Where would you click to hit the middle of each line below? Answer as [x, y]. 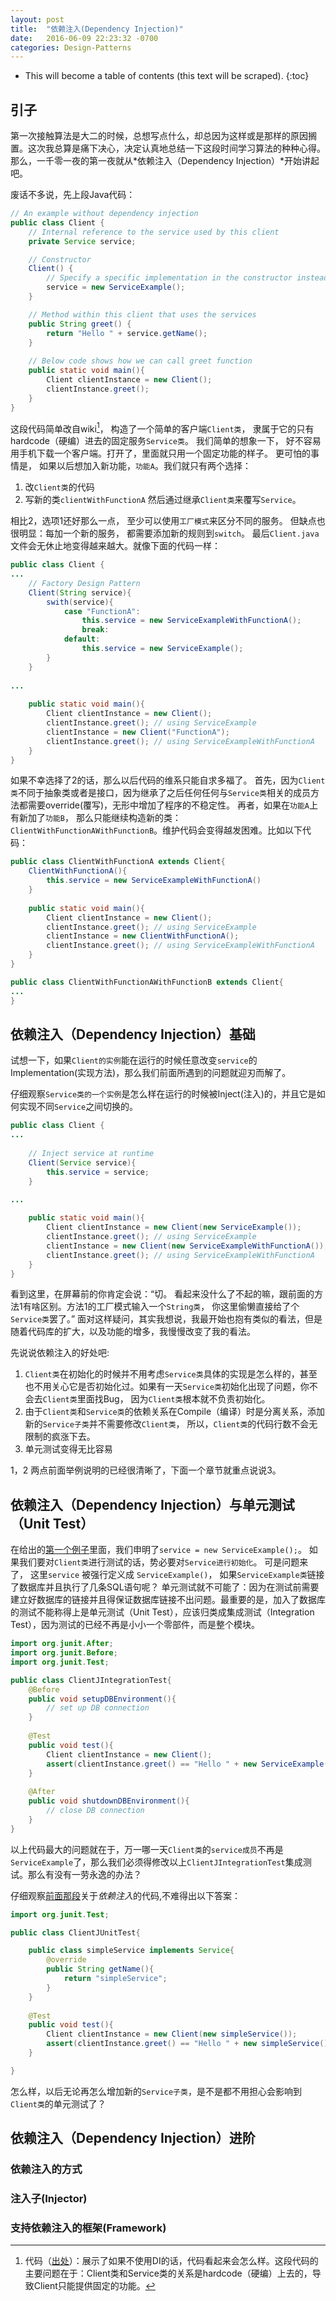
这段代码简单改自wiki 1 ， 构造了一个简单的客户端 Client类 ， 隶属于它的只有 [162, 428]
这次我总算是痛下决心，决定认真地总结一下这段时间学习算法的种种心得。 [176, 148]
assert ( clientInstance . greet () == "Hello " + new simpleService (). [189, 2044]
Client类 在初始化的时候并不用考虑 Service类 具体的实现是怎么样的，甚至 [171, 1374]
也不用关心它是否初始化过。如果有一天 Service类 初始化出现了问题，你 [167, 1387]
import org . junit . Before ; [64, 1653]
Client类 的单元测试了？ [58, 2103]
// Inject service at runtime [91, 1154]
